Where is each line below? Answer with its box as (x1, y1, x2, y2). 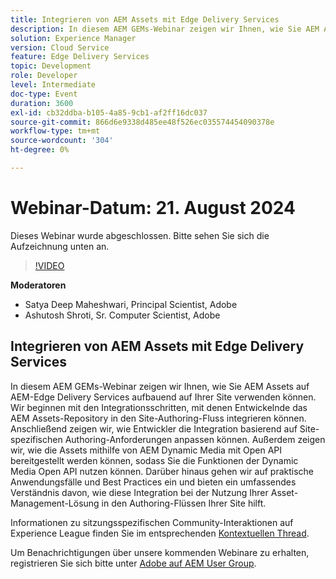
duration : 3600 (10, 98, 74, 108)
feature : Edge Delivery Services (10, 52, 150, 62)
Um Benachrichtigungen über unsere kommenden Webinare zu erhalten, (10, 546, 310, 558)
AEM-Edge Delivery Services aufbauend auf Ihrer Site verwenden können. (10, 391, 317, 403)
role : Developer (10, 71, 78, 81)
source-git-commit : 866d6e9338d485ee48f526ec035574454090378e (10, 117, 275, 127)
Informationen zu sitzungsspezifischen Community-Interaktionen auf (10, 516, 294, 528)
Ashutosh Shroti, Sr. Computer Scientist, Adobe (24, 309, 221, 321)
